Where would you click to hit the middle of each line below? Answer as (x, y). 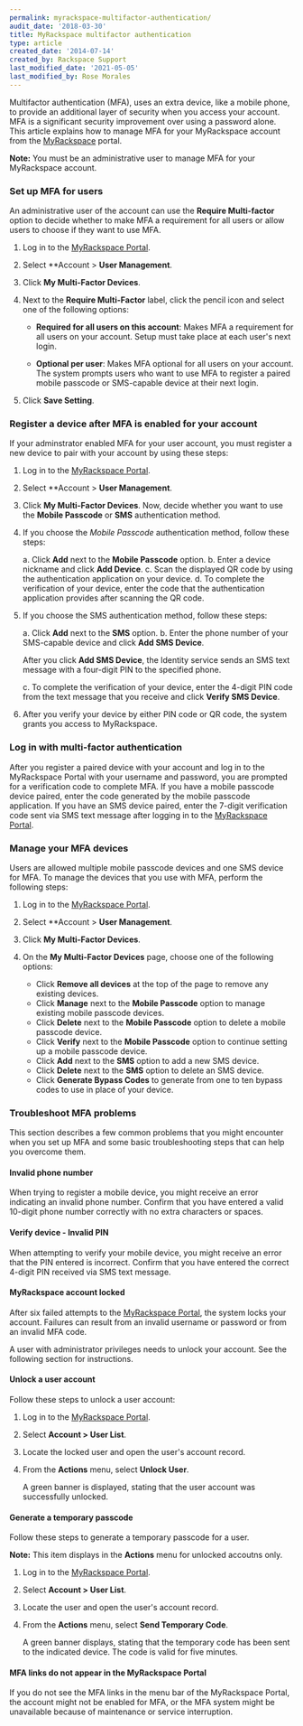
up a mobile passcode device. (92, 1051)
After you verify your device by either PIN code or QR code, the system (154, 714)
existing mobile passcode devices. (100, 1012)
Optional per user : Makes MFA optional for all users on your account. (165, 364)
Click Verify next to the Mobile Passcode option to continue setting (161, 1041)
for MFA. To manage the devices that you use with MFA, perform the (136, 877)
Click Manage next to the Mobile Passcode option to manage (151, 1003)
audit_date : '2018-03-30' (58, 26)
